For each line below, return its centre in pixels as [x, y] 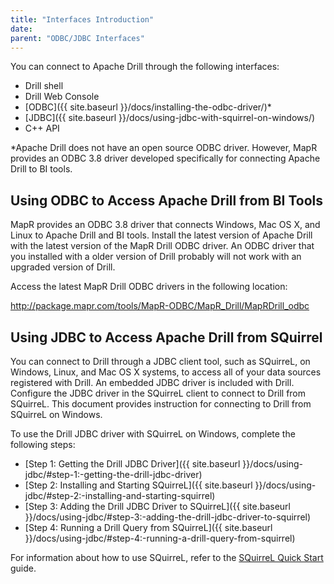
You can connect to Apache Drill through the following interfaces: [145, 67]
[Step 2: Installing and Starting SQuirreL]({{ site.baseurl [138, 485]
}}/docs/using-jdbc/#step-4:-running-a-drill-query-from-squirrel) [160, 538]
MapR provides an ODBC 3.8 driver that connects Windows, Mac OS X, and [165, 225]
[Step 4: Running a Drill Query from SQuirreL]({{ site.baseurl [148, 527]
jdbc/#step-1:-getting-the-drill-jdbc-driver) [113, 474]
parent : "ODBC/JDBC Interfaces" [77, 38]
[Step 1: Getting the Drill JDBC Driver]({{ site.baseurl [132, 464]
